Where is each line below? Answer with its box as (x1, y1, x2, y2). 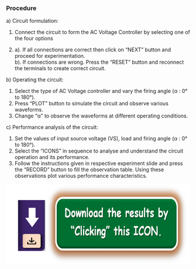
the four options (14, 35, 54, 42)
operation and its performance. (14, 154, 90, 161)
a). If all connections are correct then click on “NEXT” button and (14, 46, 171, 53)
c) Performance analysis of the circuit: (6, 124, 98, 131)
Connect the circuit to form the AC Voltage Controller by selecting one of (14, 29, 190, 36)
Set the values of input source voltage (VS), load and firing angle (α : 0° (14, 135, 188, 142)
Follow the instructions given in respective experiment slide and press (14, 160, 183, 167)
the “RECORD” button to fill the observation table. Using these (14, 166, 164, 173)
